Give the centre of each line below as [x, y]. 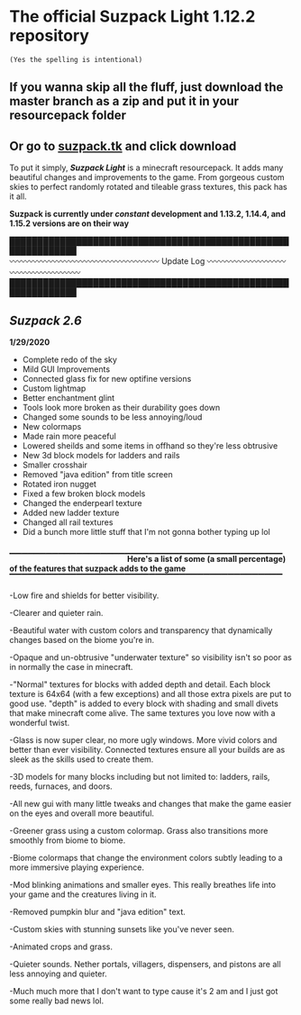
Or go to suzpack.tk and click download [123, 146]
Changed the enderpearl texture [82, 503]
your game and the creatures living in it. [83, 894]
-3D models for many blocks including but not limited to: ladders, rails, [140, 776]
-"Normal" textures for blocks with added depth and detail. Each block [140, 684]
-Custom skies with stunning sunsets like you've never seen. [122, 929]
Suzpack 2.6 [46, 320]
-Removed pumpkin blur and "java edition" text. [98, 911]
